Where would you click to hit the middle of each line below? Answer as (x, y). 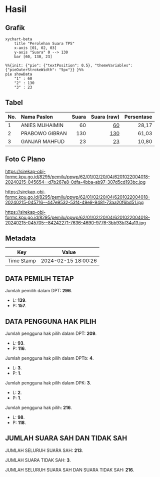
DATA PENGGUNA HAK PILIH (51, 321)
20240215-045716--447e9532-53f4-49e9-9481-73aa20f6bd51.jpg (74, 202)
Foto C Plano (25, 159)
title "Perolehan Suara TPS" (44, 44)
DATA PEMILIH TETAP (39, 279)
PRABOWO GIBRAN (44, 133)
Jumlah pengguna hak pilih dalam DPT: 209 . (51, 333)
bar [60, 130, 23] (33, 57)
